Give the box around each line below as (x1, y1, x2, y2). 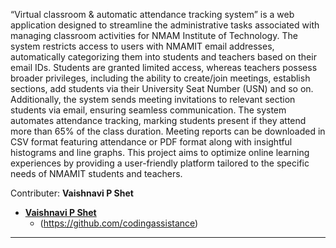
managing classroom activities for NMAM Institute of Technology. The (10, 30, 298, 41)
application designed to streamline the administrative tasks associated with (10, 19, 320, 31)
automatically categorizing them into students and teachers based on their (10, 51, 317, 63)
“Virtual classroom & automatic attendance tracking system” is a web (10, 9, 295, 20)
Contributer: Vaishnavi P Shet (10, 187, 134, 199)
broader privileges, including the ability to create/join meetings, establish (10, 72, 311, 84)
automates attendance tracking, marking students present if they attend (10, 115, 307, 126)
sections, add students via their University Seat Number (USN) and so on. (10, 83, 314, 94)
